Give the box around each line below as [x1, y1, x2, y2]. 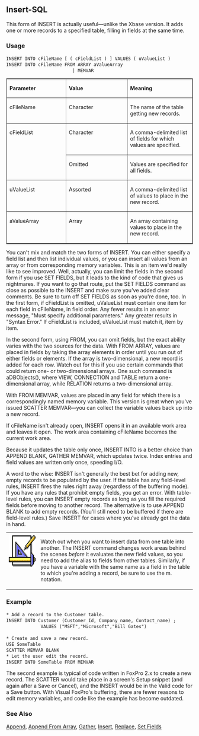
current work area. [6, 434, 52, 441]
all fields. [130, 167, 152, 174]
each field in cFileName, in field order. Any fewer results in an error [6, 305, 170, 313]
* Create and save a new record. [6, 636, 89, 642]
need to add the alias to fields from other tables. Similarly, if [40, 557, 185, 564]
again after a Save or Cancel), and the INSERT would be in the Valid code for [6, 682, 192, 690]
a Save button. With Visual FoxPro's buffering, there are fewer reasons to [6, 689, 184, 696]
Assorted [69, 186, 91, 193]
